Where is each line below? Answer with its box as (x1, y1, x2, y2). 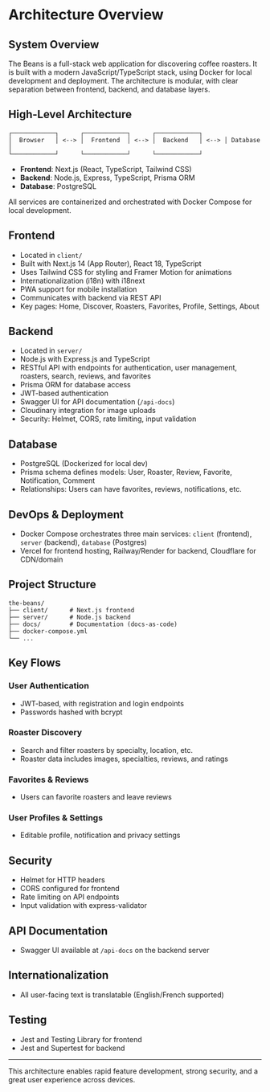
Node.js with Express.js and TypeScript (19, 354, 150, 364)
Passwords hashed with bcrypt (19, 707, 123, 717)
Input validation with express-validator (19, 901, 147, 910)
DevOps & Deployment (8, 508, 125, 521)
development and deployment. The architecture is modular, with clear (8, 76, 239, 85)
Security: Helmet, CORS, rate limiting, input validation (19, 414, 197, 423)
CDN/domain (19, 554, 63, 564)
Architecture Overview (8, 6, 164, 24)
